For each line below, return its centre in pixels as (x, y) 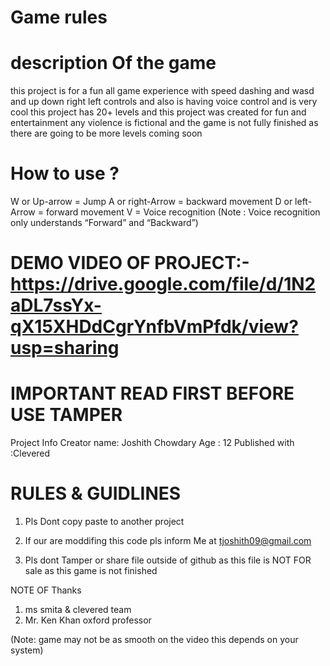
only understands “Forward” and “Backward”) (104, 223)
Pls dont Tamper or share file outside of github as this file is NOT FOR (168, 560)
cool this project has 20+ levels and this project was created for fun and (158, 112)
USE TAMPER (66, 415)
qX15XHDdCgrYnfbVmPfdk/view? (154, 327)
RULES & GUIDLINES (96, 493)
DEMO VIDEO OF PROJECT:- (130, 263)
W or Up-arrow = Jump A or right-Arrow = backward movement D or (151, 202)
